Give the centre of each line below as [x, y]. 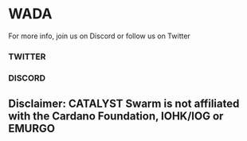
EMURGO [32, 129]
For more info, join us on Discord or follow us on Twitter [100, 36]
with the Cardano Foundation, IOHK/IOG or [116, 116]
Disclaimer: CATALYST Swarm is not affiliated [124, 104]
